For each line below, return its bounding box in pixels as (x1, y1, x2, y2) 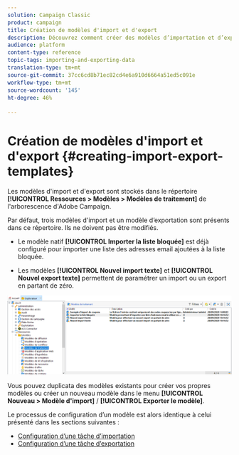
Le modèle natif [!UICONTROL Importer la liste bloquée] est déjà (17, 237, 209, 246)
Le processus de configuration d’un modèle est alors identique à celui (7, 410, 212, 419)
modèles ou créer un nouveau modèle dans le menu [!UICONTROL (7, 389, 203, 398)
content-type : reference (7, 49, 81, 56)
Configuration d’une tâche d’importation (17, 432, 135, 441)
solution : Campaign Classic (7, 11, 91, 19)
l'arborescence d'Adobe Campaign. (7, 202, 112, 211)
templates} (7, 164, 75, 179)
